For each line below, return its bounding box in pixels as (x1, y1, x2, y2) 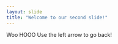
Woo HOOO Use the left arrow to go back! (6, 31, 112, 38)
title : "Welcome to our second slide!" (6, 14, 108, 20)
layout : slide (6, 8, 43, 15)
